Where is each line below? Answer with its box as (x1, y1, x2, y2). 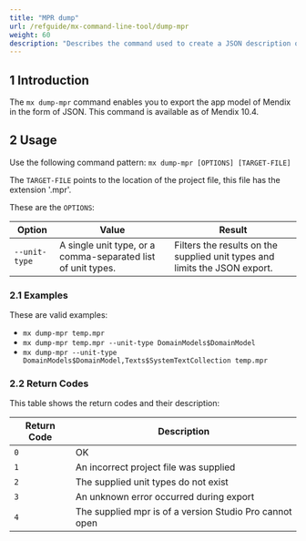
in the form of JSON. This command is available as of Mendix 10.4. (9, 107, 260, 117)
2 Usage (9, 133, 57, 148)
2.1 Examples (9, 289, 68, 301)
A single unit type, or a (58, 239, 156, 251)
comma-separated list (58, 250, 156, 262)
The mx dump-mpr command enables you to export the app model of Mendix (9, 97, 291, 107)
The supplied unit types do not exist (75, 475, 229, 488)
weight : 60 (9, 30, 51, 39)
